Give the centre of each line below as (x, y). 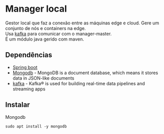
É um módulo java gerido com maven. (45, 39)
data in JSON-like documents (43, 78)
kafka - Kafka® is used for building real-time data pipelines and (79, 83)
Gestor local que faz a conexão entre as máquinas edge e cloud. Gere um (82, 23)
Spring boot (25, 67)
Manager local (36, 9)
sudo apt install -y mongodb (36, 126)
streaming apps (29, 89)
